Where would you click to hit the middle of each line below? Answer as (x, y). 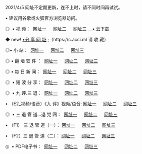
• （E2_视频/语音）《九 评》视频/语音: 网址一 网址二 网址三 (71, 104)
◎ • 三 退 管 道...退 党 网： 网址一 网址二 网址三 (61, 114)
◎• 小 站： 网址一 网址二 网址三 (45, 50)
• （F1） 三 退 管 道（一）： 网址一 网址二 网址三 (60, 125)
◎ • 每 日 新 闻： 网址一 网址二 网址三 (51, 71)
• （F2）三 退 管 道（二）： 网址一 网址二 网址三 (60, 136)
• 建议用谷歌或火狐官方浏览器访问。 (42, 18)
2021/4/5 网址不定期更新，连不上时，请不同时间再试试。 (64, 7)
